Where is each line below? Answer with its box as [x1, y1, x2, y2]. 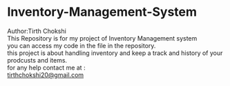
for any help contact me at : [7, 63, 86, 72]
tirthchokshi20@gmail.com [7, 70, 84, 79]
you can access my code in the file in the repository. [7, 41, 156, 50]
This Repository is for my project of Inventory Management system [7, 34, 198, 42]
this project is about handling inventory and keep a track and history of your [7, 49, 223, 57]
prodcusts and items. [7, 56, 68, 64]
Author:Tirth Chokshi [7, 27, 67, 35]
